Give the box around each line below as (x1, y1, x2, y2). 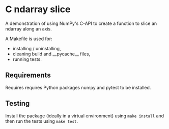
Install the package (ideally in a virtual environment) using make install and (5, 113, 164, 119)
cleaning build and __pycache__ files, (12, 51, 91, 57)
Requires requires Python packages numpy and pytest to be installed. (5, 84, 151, 90)
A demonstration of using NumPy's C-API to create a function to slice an (5, 20, 157, 26)
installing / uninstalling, (12, 45, 61, 51)
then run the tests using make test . (5, 118, 78, 124)
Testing (5, 99, 30, 108)
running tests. (12, 56, 42, 62)
